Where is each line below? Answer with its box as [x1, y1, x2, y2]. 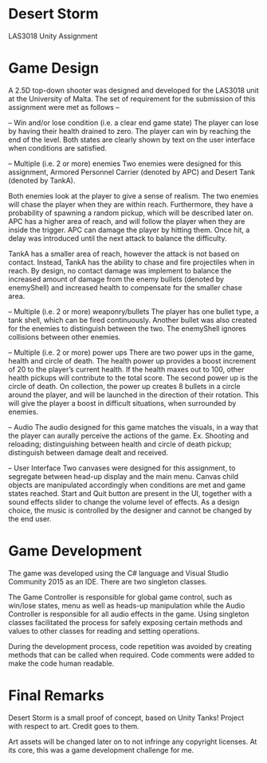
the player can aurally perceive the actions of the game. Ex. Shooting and [8, 431, 249, 440]
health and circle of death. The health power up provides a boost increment [8, 356, 257, 365]
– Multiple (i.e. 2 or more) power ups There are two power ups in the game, [8, 348, 255, 357]
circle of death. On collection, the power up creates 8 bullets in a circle [8, 381, 241, 391]
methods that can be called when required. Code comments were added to [8, 650, 255, 659]
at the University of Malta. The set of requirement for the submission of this [8, 93, 256, 104]
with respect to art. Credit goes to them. [8, 721, 139, 730]
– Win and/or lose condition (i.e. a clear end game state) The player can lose [8, 117, 259, 128]
